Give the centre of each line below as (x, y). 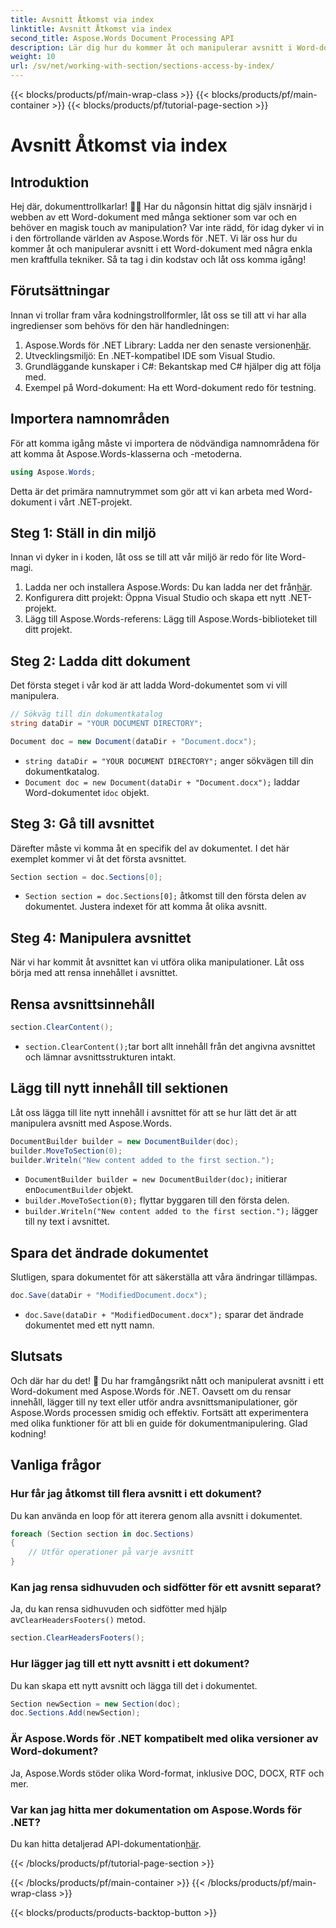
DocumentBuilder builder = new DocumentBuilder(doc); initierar (156, 1179)
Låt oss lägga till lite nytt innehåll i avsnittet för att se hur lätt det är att (153, 1112)
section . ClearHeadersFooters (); (77, 1638)
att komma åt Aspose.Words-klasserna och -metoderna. (126, 453)
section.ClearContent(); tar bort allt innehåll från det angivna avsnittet (170, 1046)
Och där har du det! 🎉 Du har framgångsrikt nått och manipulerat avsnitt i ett (167, 1380)
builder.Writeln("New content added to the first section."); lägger (171, 1211)
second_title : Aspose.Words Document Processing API (122, 38)
